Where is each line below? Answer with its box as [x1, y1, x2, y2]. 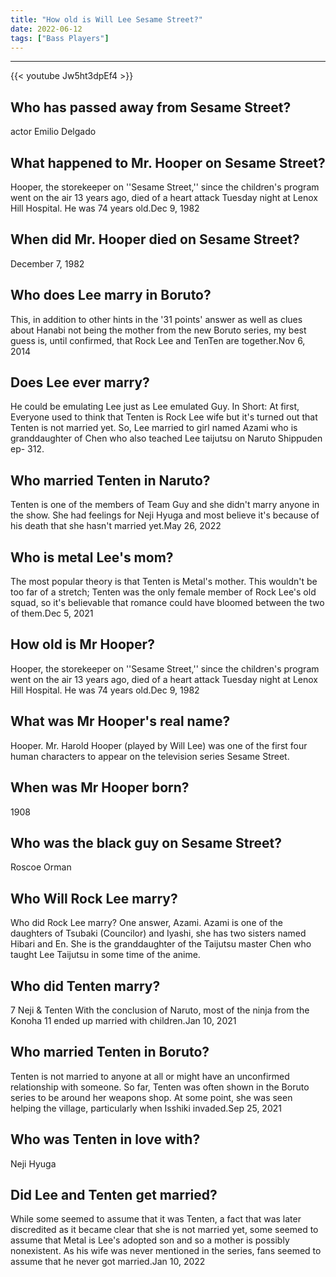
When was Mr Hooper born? [10, 779, 190, 796]
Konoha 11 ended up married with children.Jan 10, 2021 [10, 1014, 237, 1026]
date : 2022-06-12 [10, 24, 83, 34]
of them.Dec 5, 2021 [10, 607, 94, 620]
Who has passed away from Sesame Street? [10, 99, 292, 116]
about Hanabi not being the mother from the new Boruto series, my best [10, 324, 307, 336]
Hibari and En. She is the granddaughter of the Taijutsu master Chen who [10, 938, 312, 950]
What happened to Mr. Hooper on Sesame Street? [10, 154, 326, 171]
